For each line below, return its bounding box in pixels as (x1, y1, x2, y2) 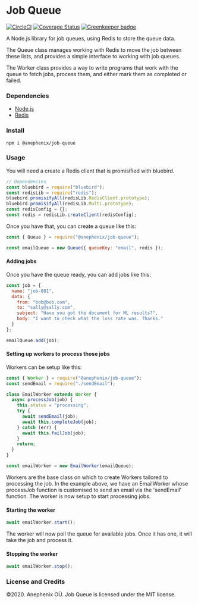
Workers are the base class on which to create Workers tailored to (6, 474, 168, 481)
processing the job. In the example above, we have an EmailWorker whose (6, 480, 188, 487)
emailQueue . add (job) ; (6, 337, 60, 343)
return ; (17, 441, 36, 447)
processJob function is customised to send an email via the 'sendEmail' (6, 486, 182, 493)
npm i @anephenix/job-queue (6, 140, 76, 146)
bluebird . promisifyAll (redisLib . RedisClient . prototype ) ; (6, 195, 150, 201)
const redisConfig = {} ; (6, 206, 68, 212)
